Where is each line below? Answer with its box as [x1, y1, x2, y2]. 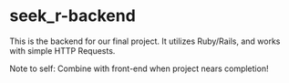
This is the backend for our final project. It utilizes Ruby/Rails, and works [9, 36, 281, 47]
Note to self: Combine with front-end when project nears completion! [9, 63, 269, 74]
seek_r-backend [9, 5, 137, 26]
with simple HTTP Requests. [9, 45, 116, 56]
